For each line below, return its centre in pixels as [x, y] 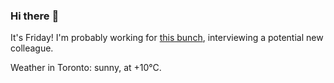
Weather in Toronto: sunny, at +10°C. [86, 68]
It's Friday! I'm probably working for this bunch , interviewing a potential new [167, 38]
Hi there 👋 [35, 16]
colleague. [32, 48]
